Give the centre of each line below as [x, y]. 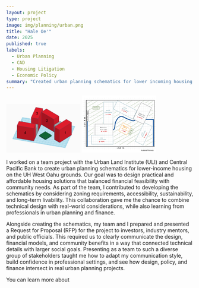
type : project [24, 19]
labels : [16, 50]
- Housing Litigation [38, 69]
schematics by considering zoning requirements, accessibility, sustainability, [100, 194]
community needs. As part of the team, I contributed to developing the [92, 187]
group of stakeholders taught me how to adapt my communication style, [94, 255]
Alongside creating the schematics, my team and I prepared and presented [98, 224]
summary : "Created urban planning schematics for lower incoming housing [99, 81]
